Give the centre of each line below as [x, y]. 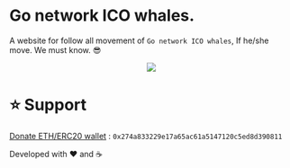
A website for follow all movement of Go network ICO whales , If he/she [139, 40]
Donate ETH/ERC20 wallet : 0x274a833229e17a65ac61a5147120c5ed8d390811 [146, 136]
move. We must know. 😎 [55, 49]
